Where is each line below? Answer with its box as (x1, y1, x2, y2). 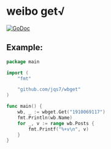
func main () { (6, 103, 43, 110)
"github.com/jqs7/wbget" (17, 86, 81, 93)
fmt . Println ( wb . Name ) (17, 115, 72, 121)
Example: (6, 42, 43, 53)
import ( (6, 69, 29, 76)
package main (6, 58, 40, 65)
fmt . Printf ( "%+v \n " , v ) (28, 126, 89, 132)
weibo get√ (6, 4, 66, 18)
